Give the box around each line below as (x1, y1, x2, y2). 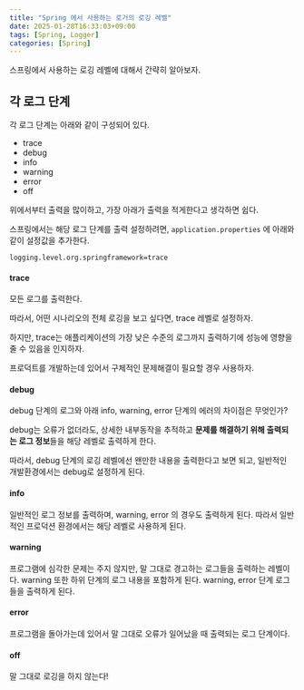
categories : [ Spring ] (9, 38, 92, 48)
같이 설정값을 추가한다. (9, 235, 90, 246)
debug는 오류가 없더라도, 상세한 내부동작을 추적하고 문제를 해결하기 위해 (9, 424, 265, 435)
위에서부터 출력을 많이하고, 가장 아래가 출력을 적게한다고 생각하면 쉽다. (9, 205, 259, 216)
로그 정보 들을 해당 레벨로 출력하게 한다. (18, 436, 157, 447)
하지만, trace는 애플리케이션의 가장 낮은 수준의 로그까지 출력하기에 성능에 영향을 (9, 332, 293, 343)
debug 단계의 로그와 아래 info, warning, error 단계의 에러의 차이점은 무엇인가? (9, 405, 289, 416)
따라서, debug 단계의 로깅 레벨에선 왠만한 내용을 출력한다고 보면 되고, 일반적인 (9, 455, 288, 466)
